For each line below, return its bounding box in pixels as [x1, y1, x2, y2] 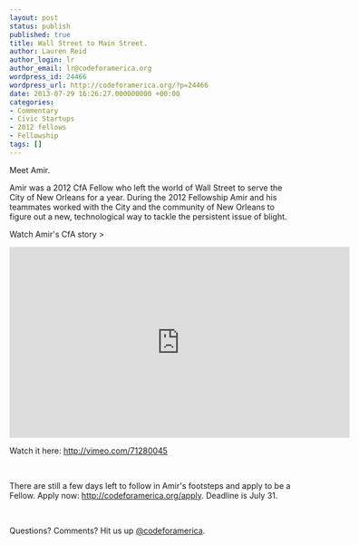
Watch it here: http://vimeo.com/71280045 [9, 445, 168, 456]
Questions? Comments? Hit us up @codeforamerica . [9, 525, 206, 536]
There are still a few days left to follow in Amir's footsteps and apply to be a [9, 480, 291, 491]
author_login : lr [9, 55, 75, 64]
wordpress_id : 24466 [9, 73, 88, 82]
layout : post [9, 13, 59, 23]
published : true [9, 30, 71, 39]
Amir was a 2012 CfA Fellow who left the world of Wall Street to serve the [9, 182, 283, 193]
